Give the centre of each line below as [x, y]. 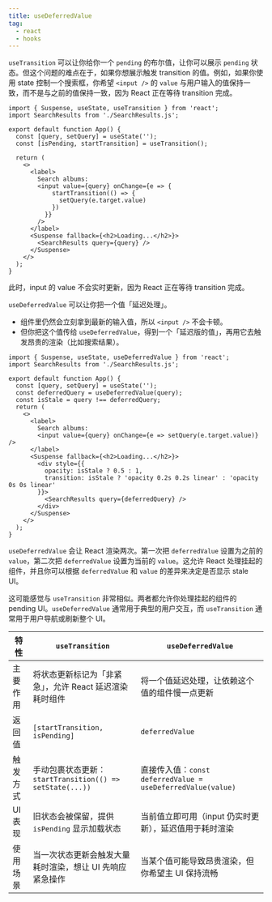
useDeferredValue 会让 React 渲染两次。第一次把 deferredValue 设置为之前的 [136, 551]
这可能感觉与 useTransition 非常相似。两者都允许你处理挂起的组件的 [123, 598]
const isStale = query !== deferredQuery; [88, 400]
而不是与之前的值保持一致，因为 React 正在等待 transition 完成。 [130, 93]
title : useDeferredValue [50, 16]
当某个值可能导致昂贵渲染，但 [198, 861]
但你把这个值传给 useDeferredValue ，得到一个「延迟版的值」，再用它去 [137, 332]
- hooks [29, 38]
